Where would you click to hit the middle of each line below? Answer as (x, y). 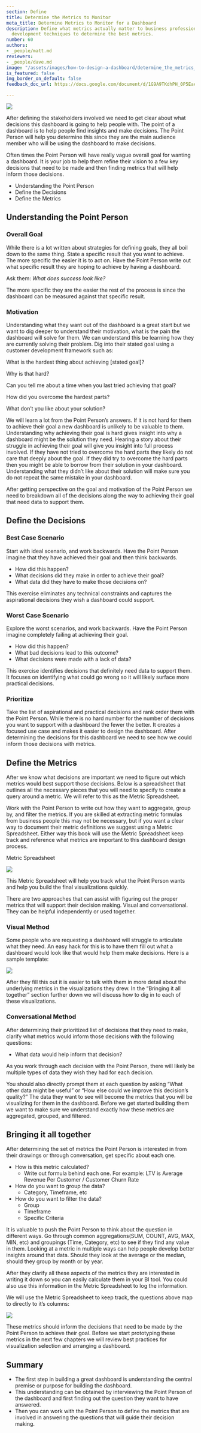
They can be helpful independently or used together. (71, 912)
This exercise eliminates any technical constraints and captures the (89, 593)
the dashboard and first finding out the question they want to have (96, 1398)
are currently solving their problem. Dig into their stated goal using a (90, 344)
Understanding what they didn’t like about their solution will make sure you (98, 471)
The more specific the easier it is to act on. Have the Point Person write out (99, 260)
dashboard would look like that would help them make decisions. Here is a (98, 953)
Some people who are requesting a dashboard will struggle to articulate (94, 940)
